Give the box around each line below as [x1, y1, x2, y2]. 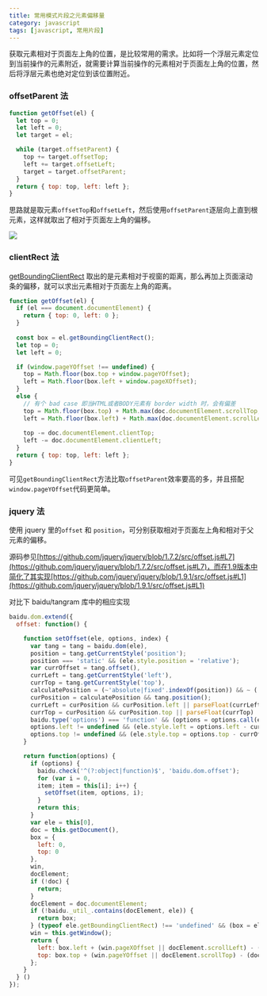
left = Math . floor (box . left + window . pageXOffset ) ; [23, 377, 197, 385]
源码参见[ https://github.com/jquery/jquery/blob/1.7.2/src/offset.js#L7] [9, 552, 235, 561]
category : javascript [9, 19, 81, 27]
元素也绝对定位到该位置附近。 [36, 69, 134, 79]
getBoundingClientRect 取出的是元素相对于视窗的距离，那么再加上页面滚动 [9, 271, 253, 281]
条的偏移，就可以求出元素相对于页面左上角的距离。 [9, 281, 176, 290]
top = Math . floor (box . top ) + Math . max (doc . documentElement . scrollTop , [23, 407, 261, 415]
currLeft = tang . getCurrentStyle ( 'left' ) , [29, 672, 173, 680]
